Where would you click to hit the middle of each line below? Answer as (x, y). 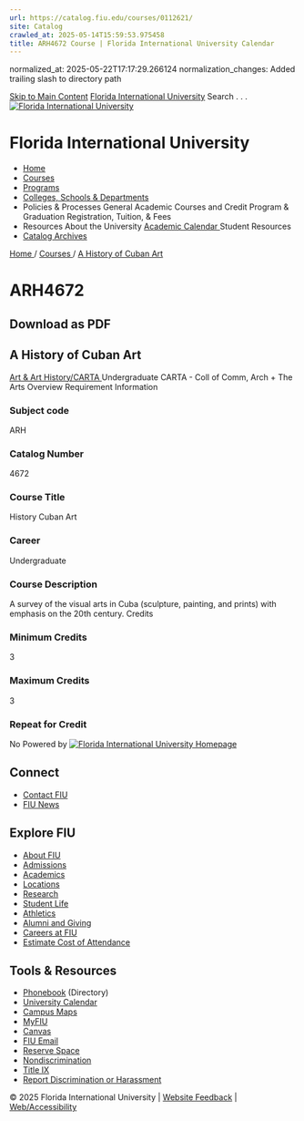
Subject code (40, 410)
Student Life (46, 903)
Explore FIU (42, 833)
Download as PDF (60, 324)
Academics (44, 874)
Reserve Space (51, 1051)
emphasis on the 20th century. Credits (81, 614)
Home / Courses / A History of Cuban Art (86, 254)
